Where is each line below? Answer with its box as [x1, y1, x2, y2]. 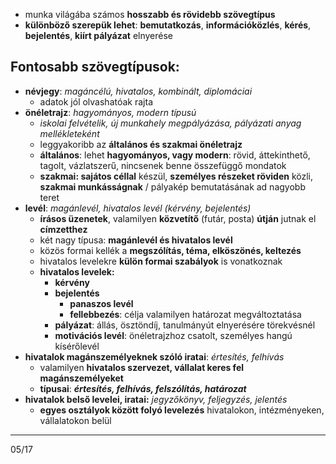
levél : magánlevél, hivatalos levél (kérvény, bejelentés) [24, 202, 252, 214]
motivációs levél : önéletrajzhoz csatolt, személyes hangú [54, 329, 293, 341]
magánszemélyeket [39, 372, 124, 384]
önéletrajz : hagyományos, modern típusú [24, 106, 197, 118]
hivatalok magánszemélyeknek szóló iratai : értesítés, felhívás [24, 350, 285, 363]
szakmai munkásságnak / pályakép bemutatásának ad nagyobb [39, 180, 306, 193]
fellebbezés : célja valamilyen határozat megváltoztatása [69, 308, 302, 320]
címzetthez [39, 223, 88, 235]
